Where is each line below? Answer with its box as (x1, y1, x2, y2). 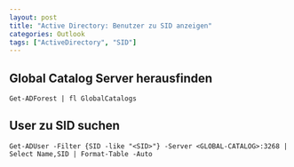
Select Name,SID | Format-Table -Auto (9, 149, 153, 158)
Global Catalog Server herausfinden (9, 70, 213, 85)
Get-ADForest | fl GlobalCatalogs (9, 94, 138, 103)
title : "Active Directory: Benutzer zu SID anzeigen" (9, 21, 213, 30)
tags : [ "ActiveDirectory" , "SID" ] (9, 37, 138, 47)
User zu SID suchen (9, 118, 120, 133)
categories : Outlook (9, 29, 86, 38)
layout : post (9, 12, 58, 22)
